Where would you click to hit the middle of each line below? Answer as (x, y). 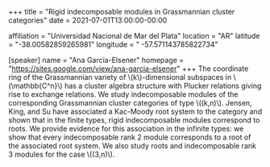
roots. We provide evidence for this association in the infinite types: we (126, 129)
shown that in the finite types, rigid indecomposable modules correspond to (134, 120)
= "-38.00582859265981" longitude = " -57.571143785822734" (114, 44)
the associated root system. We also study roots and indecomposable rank (132, 146)
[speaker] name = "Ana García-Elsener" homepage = (96, 60)
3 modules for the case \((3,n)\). (62, 154)
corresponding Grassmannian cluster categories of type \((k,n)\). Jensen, (130, 103)
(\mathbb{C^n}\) (35, 86)
